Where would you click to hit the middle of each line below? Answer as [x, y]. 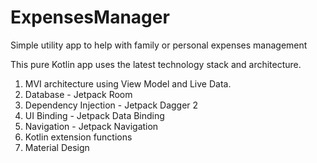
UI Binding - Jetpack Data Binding [94, 115]
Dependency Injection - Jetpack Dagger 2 [111, 105]
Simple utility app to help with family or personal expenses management [159, 45]
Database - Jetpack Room [78, 94]
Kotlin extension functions [78, 137]
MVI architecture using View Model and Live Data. [128, 83]
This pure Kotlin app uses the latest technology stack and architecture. [156, 64]
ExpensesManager [90, 17]
